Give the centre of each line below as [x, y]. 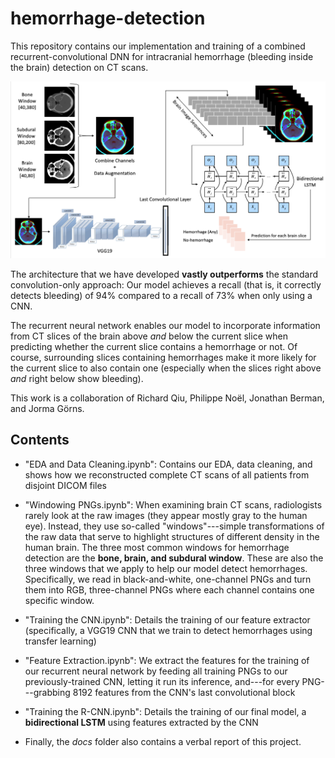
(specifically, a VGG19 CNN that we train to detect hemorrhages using [168, 630]
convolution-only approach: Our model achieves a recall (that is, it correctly [166, 284]
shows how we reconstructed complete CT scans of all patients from [167, 474]
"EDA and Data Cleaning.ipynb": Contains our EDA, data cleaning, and [168, 464]
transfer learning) [60, 641]
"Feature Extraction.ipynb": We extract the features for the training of [167, 660]
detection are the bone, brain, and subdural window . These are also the [174, 558]
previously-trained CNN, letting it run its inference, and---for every [162, 681]
